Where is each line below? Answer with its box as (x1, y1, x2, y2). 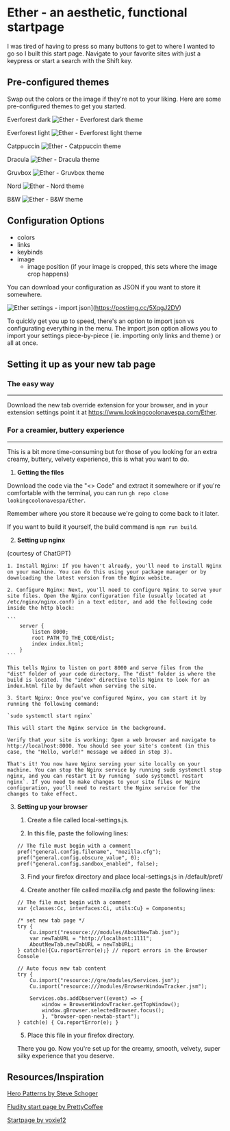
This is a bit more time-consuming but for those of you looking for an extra (7, 447, 218, 455)
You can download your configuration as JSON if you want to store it (7, 283, 201, 291)
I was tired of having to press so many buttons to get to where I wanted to (7, 42, 216, 50)
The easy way (7, 379, 55, 388)
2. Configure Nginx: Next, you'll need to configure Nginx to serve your (7, 586, 222, 593)
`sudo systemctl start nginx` (7, 712, 94, 719)
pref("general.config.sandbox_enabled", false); (16, 860, 159, 867)
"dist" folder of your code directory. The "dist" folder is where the (7, 670, 216, 677)
